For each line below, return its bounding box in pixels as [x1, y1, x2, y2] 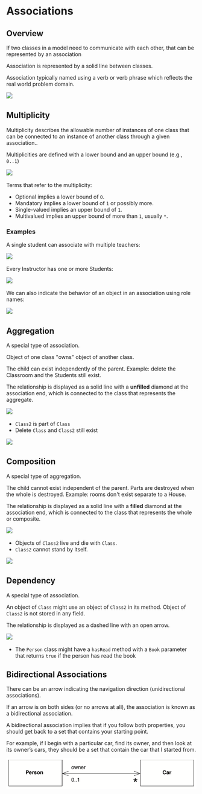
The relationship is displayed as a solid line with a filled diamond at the [6, 502, 182, 509]
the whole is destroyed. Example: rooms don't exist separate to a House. [6, 491, 186, 498]
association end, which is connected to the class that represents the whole [6, 509, 192, 516]
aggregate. [6, 396, 34, 403]
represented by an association [6, 51, 82, 58]
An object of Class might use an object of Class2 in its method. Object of [6, 603, 186, 611]
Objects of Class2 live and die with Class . [14, 539, 118, 547]
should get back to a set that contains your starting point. [6, 728, 149, 735]
